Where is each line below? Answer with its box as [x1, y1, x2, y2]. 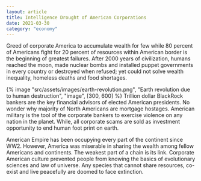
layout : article [6, 8, 47, 15]
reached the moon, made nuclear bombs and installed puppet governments [6, 62, 194, 69]
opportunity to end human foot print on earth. [6, 124, 119, 132]
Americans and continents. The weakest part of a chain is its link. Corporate [6, 149, 194, 156]
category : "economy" [6, 25, 58, 32]
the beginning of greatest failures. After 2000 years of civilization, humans [6, 55, 191, 62]
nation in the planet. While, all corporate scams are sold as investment [6, 118, 181, 125]
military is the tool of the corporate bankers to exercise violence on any [6, 112, 183, 119]
